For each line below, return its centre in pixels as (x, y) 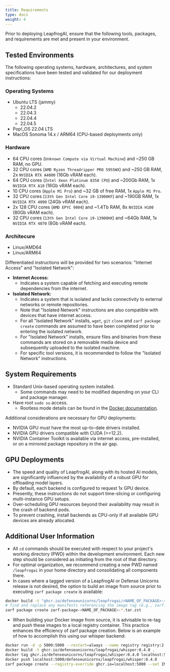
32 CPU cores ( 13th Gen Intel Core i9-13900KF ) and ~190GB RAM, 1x (86, 196)
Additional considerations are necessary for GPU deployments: (71, 418)
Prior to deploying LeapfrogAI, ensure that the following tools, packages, (81, 34)
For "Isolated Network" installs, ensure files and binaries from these (91, 337)
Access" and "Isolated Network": (40, 268)
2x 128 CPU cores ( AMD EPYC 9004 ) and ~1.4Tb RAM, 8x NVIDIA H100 (83, 207)
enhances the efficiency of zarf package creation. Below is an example (87, 630)
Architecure (20, 236)
